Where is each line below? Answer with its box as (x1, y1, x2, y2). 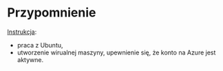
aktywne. (17, 55, 43, 63)
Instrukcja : (7, 28, 37, 36)
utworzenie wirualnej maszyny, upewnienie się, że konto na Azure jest (17, 48, 216, 57)
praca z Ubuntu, (17, 41, 63, 49)
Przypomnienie (7, 5, 96, 21)
